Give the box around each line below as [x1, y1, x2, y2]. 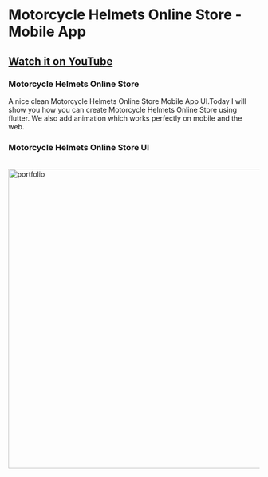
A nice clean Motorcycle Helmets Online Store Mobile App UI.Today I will [8, 96, 246, 105]
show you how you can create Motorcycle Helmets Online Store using [8, 105, 238, 114]
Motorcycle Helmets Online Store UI [8, 141, 150, 153]
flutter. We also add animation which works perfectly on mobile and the [8, 113, 242, 123]
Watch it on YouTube [8, 54, 113, 68]
